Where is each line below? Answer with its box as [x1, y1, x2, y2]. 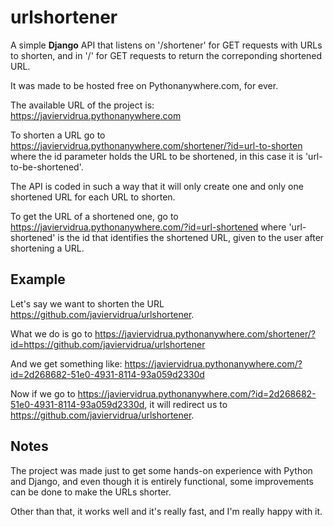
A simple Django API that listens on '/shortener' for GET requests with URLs [10, 39, 323, 51]
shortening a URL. [10, 242, 85, 254]
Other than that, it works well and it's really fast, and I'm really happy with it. [10, 505, 323, 517]
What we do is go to [10, 327, 93, 340]
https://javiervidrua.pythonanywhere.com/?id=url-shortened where [10, 221, 287, 233]
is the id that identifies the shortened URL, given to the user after [57, 231, 325, 243]
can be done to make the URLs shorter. [10, 486, 172, 498]
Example [10, 271, 66, 288]
